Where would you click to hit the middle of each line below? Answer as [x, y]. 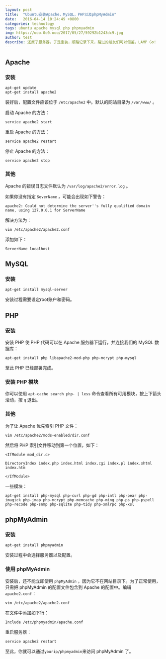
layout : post [19, 10]
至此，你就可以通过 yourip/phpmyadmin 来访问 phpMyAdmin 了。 [69, 651]
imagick [13, 500]
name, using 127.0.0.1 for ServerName [45, 210]
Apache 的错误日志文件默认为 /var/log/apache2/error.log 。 [68, 186]
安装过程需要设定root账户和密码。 [40, 299]
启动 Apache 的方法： [27, 113]
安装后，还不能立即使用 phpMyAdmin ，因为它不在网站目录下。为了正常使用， [83, 581]
